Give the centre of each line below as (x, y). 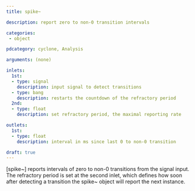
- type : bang (28, 92)
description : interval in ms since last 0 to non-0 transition (97, 142)
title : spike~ (24, 12)
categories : (21, 33)
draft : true (21, 152)
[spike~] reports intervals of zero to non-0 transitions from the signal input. (98, 169)
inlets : (16, 71)
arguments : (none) (29, 60)
